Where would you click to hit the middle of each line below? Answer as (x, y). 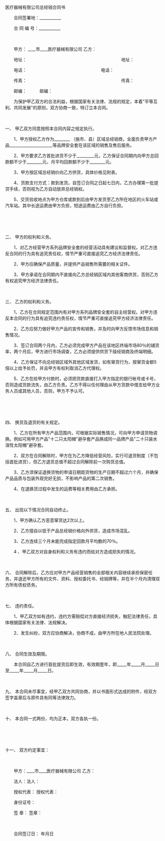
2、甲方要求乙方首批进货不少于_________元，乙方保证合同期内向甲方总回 (86, 156)
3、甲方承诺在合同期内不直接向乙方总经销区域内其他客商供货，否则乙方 (86, 274)
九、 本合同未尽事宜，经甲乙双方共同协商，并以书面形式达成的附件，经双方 (81, 691)
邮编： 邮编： (33, 91)
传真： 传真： (74, 81)
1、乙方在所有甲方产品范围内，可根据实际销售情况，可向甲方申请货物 (83, 433)
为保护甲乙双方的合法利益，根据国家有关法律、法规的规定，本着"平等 (83, 101)
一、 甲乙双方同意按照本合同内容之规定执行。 (51, 129)
